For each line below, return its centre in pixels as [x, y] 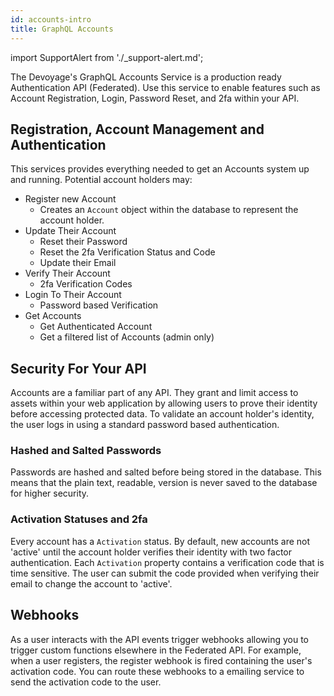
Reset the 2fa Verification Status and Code [127, 252]
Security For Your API [78, 368]
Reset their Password [83, 242]
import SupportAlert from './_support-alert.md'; [107, 57]
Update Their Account [70, 231]
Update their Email [78, 263]
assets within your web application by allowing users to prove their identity [164, 403]
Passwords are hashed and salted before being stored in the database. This [166, 472]
